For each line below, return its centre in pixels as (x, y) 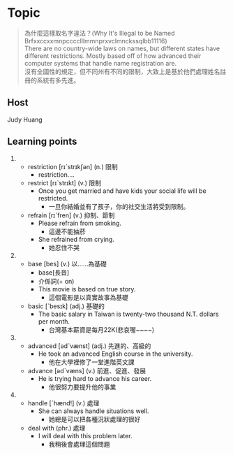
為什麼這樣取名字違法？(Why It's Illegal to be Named (99, 33)
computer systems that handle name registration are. (100, 63)
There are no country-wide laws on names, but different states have (122, 48)
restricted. (53, 198)
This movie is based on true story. (87, 289)
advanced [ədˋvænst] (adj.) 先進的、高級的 (89, 346)
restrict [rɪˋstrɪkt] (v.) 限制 (65, 182)
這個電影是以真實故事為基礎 (89, 297)
